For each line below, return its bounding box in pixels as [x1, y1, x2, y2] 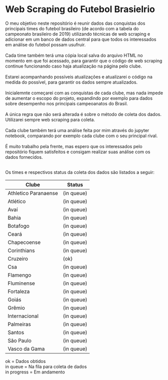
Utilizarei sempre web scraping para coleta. [5, 116, 95, 122]
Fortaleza [8, 288, 30, 295]
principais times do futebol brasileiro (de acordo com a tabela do [5, 25, 139, 31]
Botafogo [8, 222, 30, 229]
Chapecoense [8, 238, 41, 245]
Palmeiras [8, 321, 31, 328]
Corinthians [8, 247, 35, 254]
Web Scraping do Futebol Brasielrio [5, 4, 155, 15]
